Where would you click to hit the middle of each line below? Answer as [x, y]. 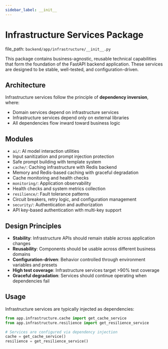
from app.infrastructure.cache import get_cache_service [66, 318]
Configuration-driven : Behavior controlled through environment [79, 259]
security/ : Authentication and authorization [58, 205]
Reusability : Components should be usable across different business [84, 249]
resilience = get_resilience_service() [47, 341]
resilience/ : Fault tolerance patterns [51, 194]
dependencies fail [31, 281]
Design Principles [33, 226]
